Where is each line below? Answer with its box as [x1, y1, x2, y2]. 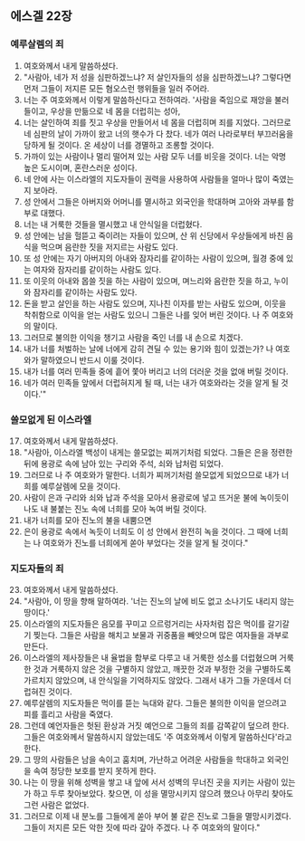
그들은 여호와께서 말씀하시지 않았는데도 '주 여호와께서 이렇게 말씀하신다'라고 [23, 731, 292, 742]
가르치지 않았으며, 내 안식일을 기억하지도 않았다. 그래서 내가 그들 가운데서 [23, 675, 282, 686]
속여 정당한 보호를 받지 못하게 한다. [33, 766, 157, 777]
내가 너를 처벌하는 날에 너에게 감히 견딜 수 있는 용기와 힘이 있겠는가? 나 [23, 343, 274, 354]
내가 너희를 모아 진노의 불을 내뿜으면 [23, 514, 152, 525]
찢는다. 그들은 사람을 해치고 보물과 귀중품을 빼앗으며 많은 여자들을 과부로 [33, 630, 290, 641]
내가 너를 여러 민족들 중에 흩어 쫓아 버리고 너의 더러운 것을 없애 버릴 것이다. [23, 366, 289, 377]
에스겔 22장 [10, 8, 72, 24]
